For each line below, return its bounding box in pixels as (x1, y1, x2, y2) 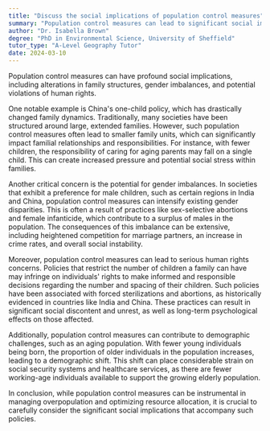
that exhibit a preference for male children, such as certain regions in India (8, 188, 255, 197)
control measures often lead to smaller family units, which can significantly (8, 129, 256, 139)
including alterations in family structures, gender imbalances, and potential (8, 80, 256, 89)
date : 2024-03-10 (8, 49, 67, 57)
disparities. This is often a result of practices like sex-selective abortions (8, 205, 248, 214)
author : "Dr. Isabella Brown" (8, 27, 110, 35)
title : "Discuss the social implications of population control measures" (8, 11, 264, 20)
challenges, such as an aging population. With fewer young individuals (8, 339, 242, 348)
